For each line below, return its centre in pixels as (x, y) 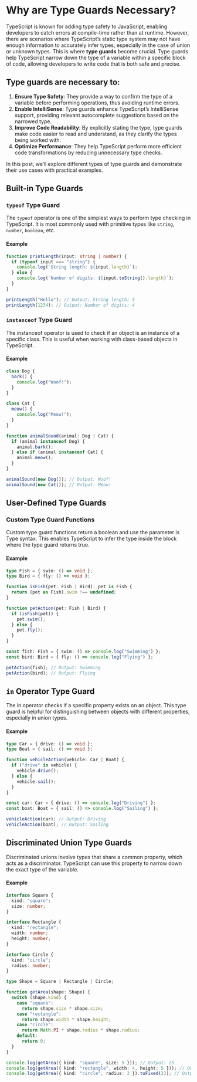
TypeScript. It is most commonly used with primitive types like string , (90, 224)
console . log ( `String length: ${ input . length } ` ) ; (77, 267)
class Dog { (21, 371)
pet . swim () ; (31, 619)
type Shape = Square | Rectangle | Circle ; (60, 982)
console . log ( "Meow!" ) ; (44, 415)
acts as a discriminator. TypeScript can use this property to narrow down (94, 863)
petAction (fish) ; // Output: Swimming (53, 667)
